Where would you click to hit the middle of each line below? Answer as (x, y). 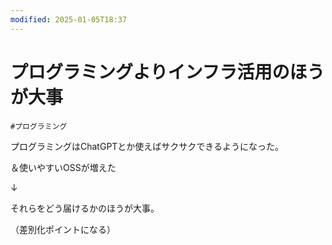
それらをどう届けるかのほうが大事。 (85, 208)
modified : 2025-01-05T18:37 (69, 19)
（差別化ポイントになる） (63, 229)
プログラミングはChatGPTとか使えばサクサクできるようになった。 (147, 146)
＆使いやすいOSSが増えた (63, 167)
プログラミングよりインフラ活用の (150, 72)
